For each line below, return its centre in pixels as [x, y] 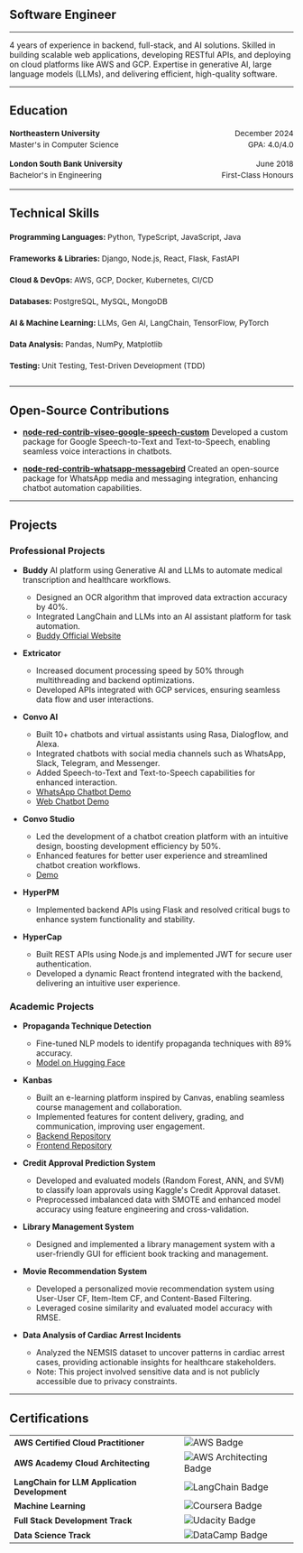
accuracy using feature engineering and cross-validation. [142, 1209]
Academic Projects [52, 1006]
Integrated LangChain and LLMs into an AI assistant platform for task [163, 616]
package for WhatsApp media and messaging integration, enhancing [150, 478]
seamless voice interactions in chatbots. [97, 451]
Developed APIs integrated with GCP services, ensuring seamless [158, 689]
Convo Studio [48, 818]
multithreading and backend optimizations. [115, 679]
